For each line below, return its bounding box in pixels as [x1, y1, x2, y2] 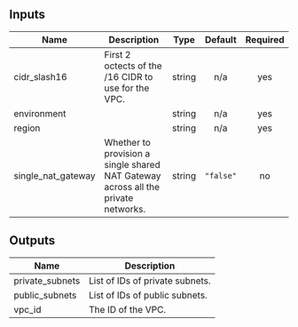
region [13, 122, 41, 134]
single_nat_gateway [13, 169, 96, 181]
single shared [104, 158, 161, 171]
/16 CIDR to [104, 70, 153, 83]
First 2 [104, 48, 131, 60]
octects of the [104, 60, 162, 72]
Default [204, 33, 237, 45]
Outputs [9, 233, 56, 248]
